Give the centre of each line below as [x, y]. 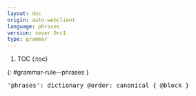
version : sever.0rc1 [37, 33]
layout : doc [24, 13]
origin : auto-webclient [41, 20]
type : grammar [28, 39]
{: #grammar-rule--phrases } [48, 73]
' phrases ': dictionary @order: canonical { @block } [98, 86]
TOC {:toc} [32, 59]
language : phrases [33, 26]
